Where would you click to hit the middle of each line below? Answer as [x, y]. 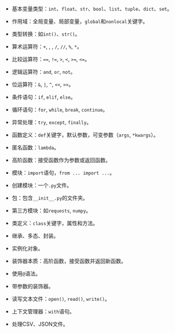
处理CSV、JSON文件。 [40, 324]
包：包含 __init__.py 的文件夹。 [50, 198]
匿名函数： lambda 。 [35, 148]
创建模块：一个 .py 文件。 [42, 185]
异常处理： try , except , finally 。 [52, 122]
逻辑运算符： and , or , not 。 [44, 72]
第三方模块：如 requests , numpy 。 [51, 210]
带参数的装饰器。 [33, 286]
